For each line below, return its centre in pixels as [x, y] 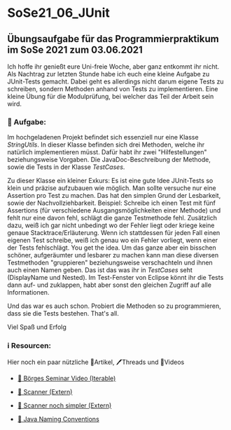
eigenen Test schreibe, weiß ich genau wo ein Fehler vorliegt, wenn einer [113, 241]
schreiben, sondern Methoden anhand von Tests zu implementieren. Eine [113, 89]
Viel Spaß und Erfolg [37, 327]
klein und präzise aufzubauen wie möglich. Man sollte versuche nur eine [112, 188]
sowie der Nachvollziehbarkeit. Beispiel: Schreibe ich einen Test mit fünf [111, 203]
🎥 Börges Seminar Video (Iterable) [66, 378]
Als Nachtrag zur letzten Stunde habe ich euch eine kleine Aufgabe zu [108, 74]
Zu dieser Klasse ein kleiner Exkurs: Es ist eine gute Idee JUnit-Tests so [110, 181]
